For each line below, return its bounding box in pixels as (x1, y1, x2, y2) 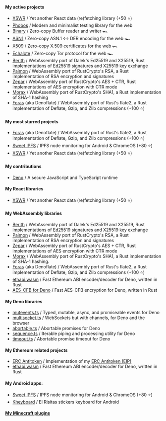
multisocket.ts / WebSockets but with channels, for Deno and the (12, 315, 145, 321)
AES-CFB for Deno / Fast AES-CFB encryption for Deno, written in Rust (12, 287, 158, 293)
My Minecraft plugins (5, 410, 51, 416)
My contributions (5, 164, 42, 169)
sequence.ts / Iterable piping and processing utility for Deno (12, 331, 135, 337)
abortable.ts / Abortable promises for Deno (12, 326, 101, 332)
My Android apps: (5, 380, 43, 386)
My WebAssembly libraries (5, 210, 62, 216)
